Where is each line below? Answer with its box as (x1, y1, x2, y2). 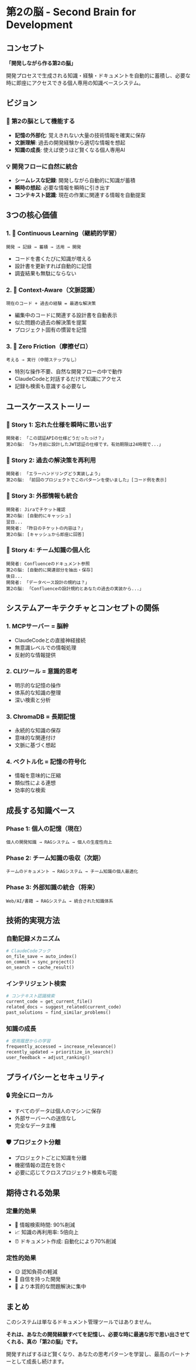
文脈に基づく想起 (14, 742, 56, 749)
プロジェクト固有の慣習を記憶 (14, 326, 87, 333)
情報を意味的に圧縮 (14, 772, 61, 779)
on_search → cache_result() (6, 965, 75, 970)
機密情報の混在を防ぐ (14, 1161, 66, 1169)
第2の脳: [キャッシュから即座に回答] (6, 531, 85, 537)
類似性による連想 (14, 779, 56, 786)
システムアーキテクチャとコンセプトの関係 (6, 603, 159, 613)
